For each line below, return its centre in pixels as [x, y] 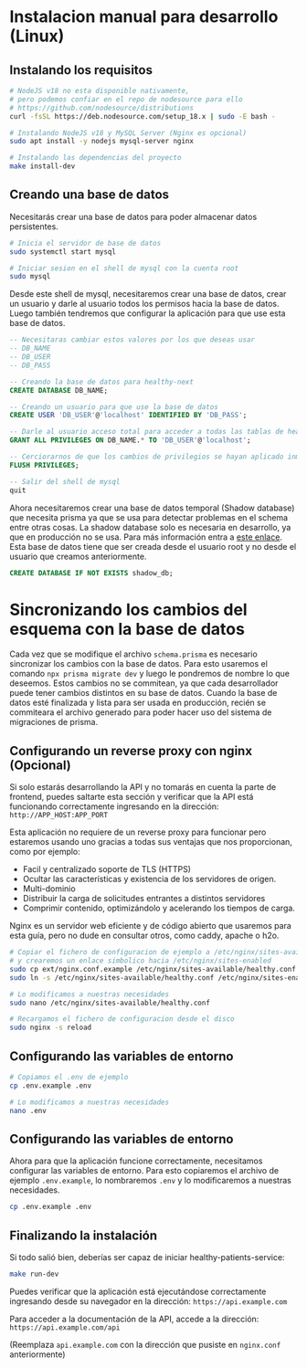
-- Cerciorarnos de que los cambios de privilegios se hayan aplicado [147, 457]
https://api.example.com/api [65, 1327]
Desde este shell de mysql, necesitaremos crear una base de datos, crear [148, 294]
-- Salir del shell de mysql [65, 481]
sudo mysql [30, 277]
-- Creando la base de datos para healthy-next [102, 382]
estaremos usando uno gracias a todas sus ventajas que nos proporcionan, [151, 842]
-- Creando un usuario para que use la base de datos [114, 407]
